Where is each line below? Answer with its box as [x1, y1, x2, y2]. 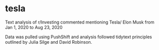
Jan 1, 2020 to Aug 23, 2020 [5, 24, 63, 30]
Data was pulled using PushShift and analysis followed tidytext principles [5, 34, 152, 40]
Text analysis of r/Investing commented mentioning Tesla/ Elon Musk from [5, 19, 155, 25]
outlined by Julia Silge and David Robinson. [5, 39, 92, 45]
